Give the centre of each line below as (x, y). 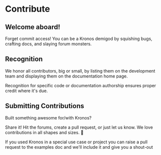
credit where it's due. (26, 91)
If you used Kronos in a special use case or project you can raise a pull (76, 142)
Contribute (28, 9)
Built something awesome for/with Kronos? (48, 117)
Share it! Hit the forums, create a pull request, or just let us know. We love (79, 127)
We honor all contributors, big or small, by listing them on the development (80, 71)
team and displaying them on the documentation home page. (67, 76)
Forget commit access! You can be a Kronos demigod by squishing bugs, (79, 39)
